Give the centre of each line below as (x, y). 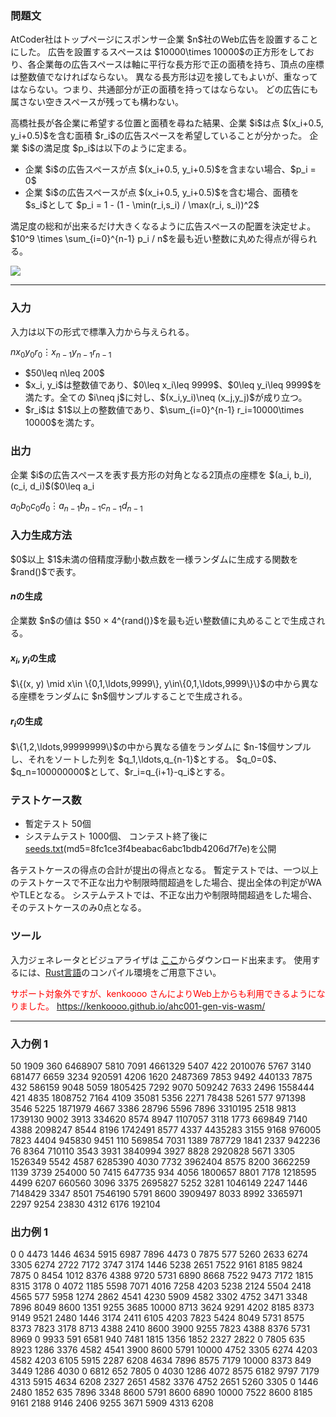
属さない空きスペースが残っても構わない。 (97, 102)
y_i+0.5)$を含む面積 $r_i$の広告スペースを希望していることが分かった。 (159, 136)
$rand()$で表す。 (46, 571)
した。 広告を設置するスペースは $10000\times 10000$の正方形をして (162, 52)
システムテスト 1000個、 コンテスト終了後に (116, 836)
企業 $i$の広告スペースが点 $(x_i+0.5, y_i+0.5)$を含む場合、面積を (162, 193)
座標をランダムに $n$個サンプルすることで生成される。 (133, 696)
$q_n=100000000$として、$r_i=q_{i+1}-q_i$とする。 (120, 771)
